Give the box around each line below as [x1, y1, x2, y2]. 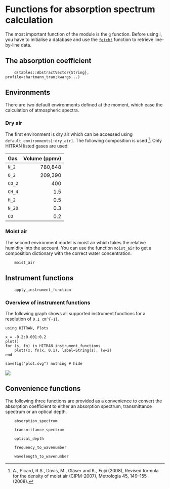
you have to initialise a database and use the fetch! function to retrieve [5, 36, 154, 43]
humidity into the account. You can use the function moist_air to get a [5, 245, 152, 251]
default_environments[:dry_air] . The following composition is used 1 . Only [5, 136, 162, 143]
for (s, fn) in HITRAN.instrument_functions [5, 343, 101, 348]
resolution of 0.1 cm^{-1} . [5, 316, 59, 322]
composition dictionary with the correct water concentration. [5, 250, 132, 256]
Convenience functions [5, 384, 81, 393]
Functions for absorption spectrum [5, 4, 155, 15]
